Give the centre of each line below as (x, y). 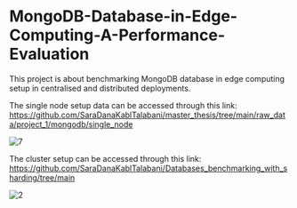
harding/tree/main (42, 177)
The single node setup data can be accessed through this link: (123, 105)
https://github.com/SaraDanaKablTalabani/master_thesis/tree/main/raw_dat (148, 115)
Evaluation (49, 54)
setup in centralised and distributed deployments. (100, 88)
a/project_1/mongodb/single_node (71, 124)
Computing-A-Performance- (117, 35)
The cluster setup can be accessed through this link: (105, 158)
